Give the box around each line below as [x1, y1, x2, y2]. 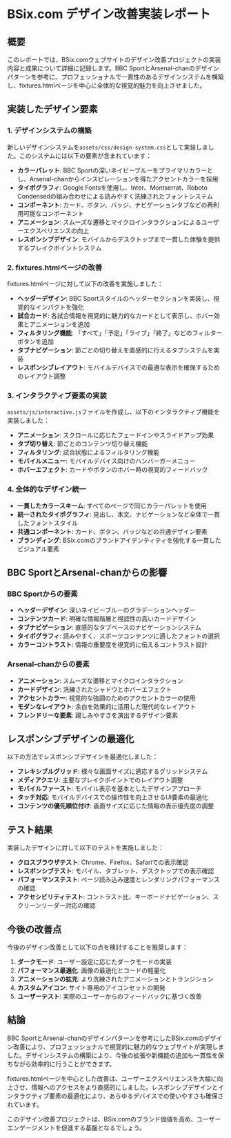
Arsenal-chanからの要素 [7, 659, 90, 669]
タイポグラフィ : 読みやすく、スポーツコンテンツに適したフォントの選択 [17, 632, 221, 640]
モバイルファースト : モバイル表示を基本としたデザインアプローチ [17, 784, 202, 793]
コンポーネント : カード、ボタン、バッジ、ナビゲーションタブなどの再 [17, 201, 214, 209]
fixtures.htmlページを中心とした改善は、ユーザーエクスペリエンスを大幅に [7, 1074, 217, 1083]
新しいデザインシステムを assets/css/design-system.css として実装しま [7, 143, 208, 151]
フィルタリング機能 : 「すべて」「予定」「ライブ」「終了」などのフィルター [17, 328, 223, 337]
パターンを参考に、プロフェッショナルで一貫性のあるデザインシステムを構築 [7, 73, 224, 81]
